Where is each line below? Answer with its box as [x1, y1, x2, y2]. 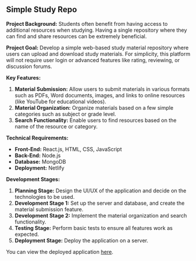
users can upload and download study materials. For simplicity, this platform [6, 50, 191, 57]
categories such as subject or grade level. [14, 110, 116, 117]
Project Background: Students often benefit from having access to [6, 20, 168, 27]
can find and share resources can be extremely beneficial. [6, 32, 147, 40]
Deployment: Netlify [14, 164, 65, 171]
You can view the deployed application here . [6, 248, 113, 255]
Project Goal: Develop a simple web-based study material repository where [6, 44, 189, 51]
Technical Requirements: [6, 134, 69, 141]
